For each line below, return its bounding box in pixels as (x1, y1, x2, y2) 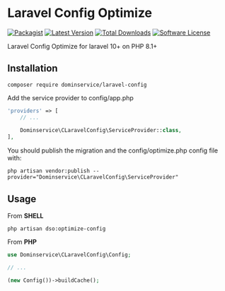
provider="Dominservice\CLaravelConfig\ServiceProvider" (7, 174, 179, 181)
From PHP (7, 237, 37, 246)
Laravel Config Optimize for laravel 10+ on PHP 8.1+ (7, 42, 158, 50)
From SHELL (7, 211, 44, 220)
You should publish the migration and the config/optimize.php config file (7, 146, 219, 155)
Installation (7, 62, 58, 75)
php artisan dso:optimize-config (7, 225, 106, 232)
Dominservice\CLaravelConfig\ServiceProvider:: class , (20, 127, 182, 134)
